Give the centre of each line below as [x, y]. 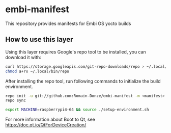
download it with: [23, 57]
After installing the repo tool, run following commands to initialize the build [83, 81]
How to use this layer [39, 39]
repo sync [16, 100]
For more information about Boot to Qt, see [50, 119]
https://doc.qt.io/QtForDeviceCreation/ [46, 125]
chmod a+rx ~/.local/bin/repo [37, 71]
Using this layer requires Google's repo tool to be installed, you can [76, 51]
